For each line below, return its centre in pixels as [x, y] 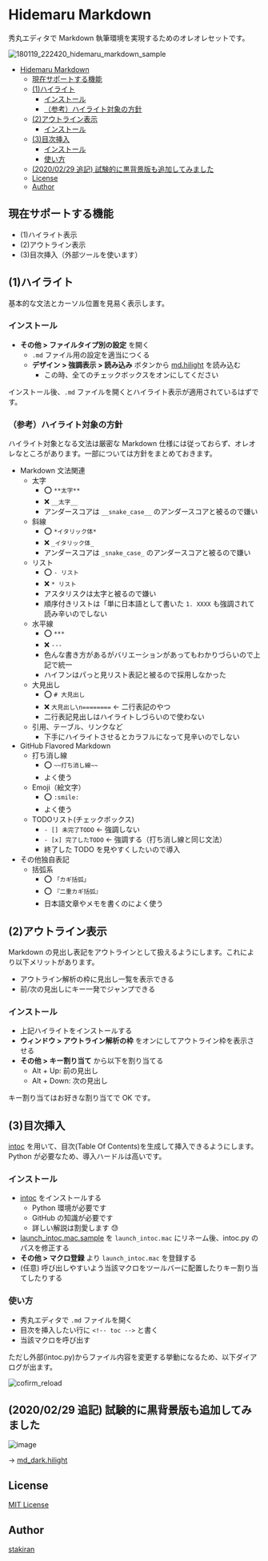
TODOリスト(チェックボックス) [83, 819]
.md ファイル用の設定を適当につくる [91, 355]
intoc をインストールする [60, 1198]
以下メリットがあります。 [57, 962]
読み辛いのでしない [76, 614]
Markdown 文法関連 [52, 471]
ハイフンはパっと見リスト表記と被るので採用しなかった [135, 675]
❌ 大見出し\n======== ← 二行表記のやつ [107, 707]
